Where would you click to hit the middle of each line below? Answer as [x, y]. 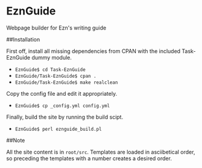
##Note [16, 140]
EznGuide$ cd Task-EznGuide [50, 70]
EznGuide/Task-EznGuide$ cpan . [55, 76]
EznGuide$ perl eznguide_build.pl [58, 129]
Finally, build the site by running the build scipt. [65, 117]
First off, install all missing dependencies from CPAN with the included [93, 51]
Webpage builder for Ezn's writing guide [56, 28]
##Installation [23, 39]
